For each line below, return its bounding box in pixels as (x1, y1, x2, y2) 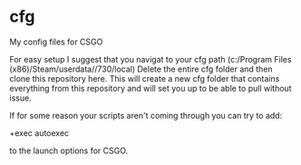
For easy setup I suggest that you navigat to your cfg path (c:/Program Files (9, 53, 292, 64)
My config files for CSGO (9, 36, 103, 47)
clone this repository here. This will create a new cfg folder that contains (9, 73, 280, 83)
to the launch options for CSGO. (9, 145, 129, 156)
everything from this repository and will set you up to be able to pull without (9, 82, 292, 93)
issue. (9, 92, 32, 103)
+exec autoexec (9, 127, 70, 138)
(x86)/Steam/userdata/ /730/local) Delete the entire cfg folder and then (9, 63, 274, 74)
